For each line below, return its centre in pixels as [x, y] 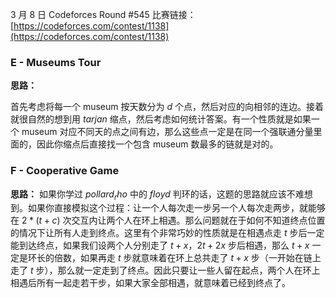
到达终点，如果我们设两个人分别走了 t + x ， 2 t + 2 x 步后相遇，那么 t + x [164, 245]
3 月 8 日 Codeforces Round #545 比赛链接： [103, 14]
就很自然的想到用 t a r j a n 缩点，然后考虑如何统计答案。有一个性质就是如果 [161, 119]
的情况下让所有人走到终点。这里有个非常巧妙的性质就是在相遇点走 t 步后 [159, 233]
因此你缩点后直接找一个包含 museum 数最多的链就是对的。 [157, 144]
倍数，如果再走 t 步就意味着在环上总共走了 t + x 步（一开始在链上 [187, 258]
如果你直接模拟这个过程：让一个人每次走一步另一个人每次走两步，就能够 [176, 208]
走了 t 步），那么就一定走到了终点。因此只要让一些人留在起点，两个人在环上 [165, 270]
